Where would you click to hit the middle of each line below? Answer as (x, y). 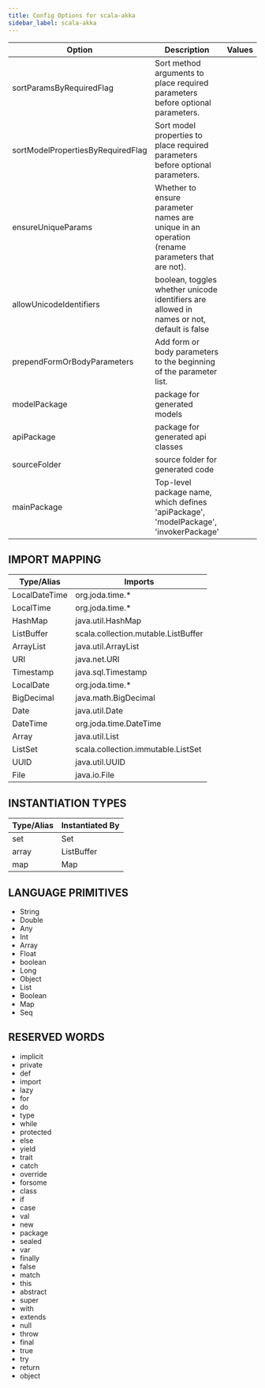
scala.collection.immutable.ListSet (138, 750)
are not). (171, 267)
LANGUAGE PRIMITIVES (68, 893)
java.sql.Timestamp (111, 672)
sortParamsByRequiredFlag (63, 88)
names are (175, 217)
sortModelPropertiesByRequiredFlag (80, 149)
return (30, 1367)
